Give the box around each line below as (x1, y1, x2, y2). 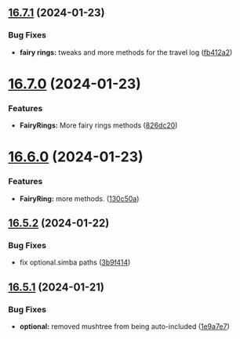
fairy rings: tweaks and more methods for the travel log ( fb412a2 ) (19, 47, 233, 57)
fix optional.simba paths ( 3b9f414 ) (19, 258, 131, 267)
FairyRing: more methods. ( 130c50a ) (19, 193, 140, 203)
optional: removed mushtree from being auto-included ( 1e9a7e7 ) (19, 322, 230, 331)
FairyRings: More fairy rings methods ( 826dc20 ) (19, 121, 178, 130)
